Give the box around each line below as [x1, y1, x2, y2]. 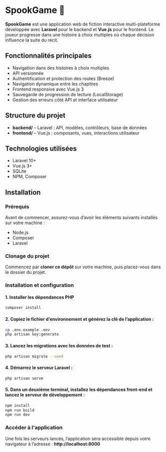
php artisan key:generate [5, 332, 59, 337]
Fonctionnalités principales [5, 52, 92, 60]
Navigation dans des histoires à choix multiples [12, 65, 110, 71]
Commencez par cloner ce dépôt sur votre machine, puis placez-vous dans [5, 264, 161, 270]
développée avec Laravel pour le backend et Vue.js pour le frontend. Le [5, 26, 154, 32]
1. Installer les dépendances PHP [5, 294, 74, 300]
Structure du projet [5, 111, 66, 120]
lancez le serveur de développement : [5, 392, 85, 398]
